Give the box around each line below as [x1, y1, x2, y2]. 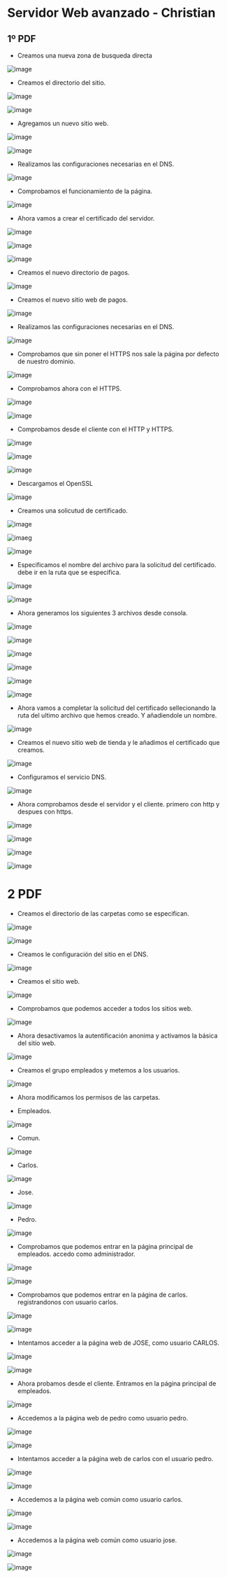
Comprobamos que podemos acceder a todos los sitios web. [17, 1004, 193, 1012]
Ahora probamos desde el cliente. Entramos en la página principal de [17, 1379, 217, 1388]
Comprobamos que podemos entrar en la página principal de [17, 1242, 193, 1250]
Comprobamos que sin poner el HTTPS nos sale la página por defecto [17, 350, 219, 358]
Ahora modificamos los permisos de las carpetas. [17, 1093, 161, 1101]
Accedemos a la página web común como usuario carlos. [17, 1495, 183, 1503]
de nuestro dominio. [17, 357, 75, 365]
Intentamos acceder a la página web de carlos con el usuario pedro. [17, 1454, 214, 1462]
